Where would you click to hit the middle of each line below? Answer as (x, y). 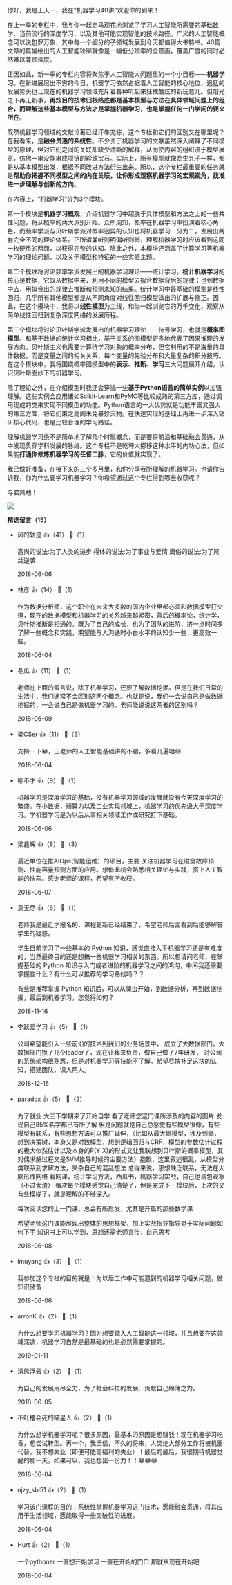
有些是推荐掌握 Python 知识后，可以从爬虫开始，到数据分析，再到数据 (117, 988)
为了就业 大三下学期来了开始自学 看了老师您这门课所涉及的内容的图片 (116, 1116)
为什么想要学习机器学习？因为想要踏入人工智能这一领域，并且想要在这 (117, 1333)
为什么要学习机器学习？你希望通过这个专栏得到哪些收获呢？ (116, 477)
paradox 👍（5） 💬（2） (51, 1099)
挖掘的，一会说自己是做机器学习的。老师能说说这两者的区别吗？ (108, 705)
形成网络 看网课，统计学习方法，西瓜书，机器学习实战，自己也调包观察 (124, 1176)
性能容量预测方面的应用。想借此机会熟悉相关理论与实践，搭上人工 (123, 870)
